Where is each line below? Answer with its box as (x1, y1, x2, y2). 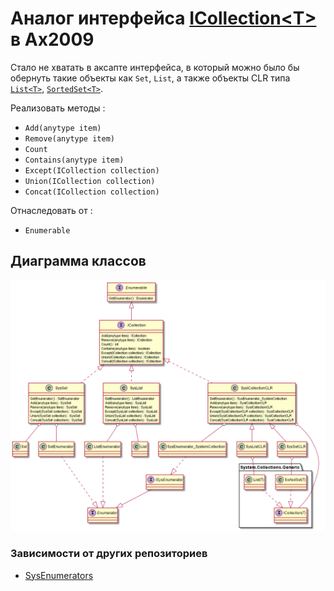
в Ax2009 (10, 28, 95, 51)
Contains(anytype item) (24, 155, 125, 165)
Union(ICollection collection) (24, 176, 156, 186)
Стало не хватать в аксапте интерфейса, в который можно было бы (10, 61, 300, 73)
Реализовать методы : (10, 102, 106, 114)
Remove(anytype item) (24, 133, 115, 144)
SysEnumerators (24, 569, 94, 581)
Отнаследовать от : (10, 204, 93, 216)
